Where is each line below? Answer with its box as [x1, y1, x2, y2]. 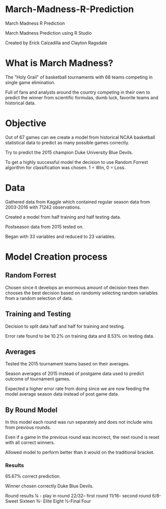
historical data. [5, 100, 36, 106]
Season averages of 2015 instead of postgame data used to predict [5, 370, 144, 376]
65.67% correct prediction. [5, 473, 61, 479]
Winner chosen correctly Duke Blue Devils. [5, 483, 94, 489]
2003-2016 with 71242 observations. [5, 204, 81, 210]
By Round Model [5, 406, 58, 414]
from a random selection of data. [5, 295, 73, 301]
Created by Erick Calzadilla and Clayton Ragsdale [5, 39, 107, 46]
